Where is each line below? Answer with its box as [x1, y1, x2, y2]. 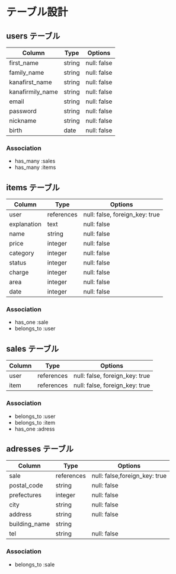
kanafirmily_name [9, 88, 58, 95]
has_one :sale [14, 318, 49, 326]
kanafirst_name [9, 78, 52, 86]
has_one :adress [14, 425, 55, 432]
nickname [9, 117, 37, 125]
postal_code [9, 481, 43, 490]
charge [9, 268, 29, 276]
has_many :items [14, 164, 56, 171]
